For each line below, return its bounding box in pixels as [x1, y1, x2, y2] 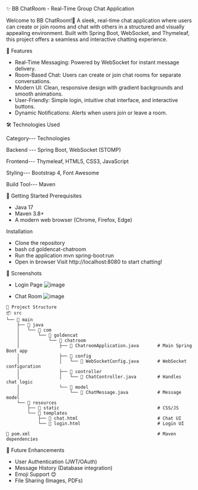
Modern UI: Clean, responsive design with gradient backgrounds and [14, 84, 184, 91]
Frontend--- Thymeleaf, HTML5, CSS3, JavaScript [6, 158, 129, 165]
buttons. [14, 103, 36, 110]
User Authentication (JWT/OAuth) [14, 458, 98, 465]
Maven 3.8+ [14, 210, 44, 217]
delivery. [14, 65, 36, 72]
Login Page [14, 281, 43, 288]
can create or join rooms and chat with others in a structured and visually [6, 23, 185, 30]
